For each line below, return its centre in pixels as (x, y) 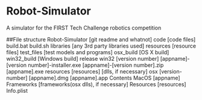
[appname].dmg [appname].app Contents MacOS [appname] (104, 78)
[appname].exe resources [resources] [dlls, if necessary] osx (82, 71)
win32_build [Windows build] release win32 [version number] (83, 58)
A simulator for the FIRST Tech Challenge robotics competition (84, 28)
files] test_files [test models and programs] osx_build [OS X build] (88, 52)
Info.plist (17, 90)
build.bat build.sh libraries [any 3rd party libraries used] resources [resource (101, 46)
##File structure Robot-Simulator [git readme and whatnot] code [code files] (101, 39)
